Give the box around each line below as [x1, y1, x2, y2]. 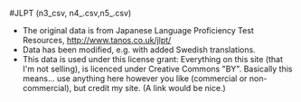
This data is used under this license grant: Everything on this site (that [22, 54, 283, 64]
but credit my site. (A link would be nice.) [73, 83, 226, 93]
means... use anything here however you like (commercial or [22, 73, 248, 84]
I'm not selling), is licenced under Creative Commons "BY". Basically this [22, 63, 293, 74]
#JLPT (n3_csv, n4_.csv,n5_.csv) [9, 8, 132, 18]
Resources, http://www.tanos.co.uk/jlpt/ [22, 35, 172, 45]
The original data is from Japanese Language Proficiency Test [22, 25, 255, 35]
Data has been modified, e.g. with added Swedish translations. [22, 44, 256, 55]
